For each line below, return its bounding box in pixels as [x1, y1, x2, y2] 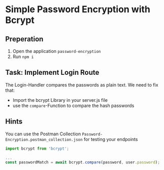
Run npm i [12, 53, 34, 60]
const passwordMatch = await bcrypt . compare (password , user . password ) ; [5, 160, 160, 165]
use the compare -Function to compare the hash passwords [12, 102, 135, 108]
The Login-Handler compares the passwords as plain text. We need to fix [5, 81, 158, 88]
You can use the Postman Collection [5, 131, 81, 137]
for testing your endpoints [83, 136, 138, 142]
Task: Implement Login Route [5, 68, 100, 77]
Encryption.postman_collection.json [5, 137, 83, 142]
